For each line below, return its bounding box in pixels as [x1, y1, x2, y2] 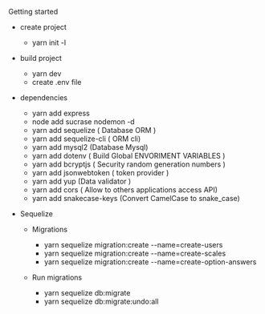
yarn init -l [31, 38, 67, 47]
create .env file [31, 78, 82, 87]
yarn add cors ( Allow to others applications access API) [31, 185, 218, 195]
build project [19, 54, 63, 62]
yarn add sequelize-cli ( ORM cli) [31, 134, 141, 143]
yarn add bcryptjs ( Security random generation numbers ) [31, 159, 226, 169]
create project [19, 22, 67, 31]
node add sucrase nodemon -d [31, 117, 135, 127]
